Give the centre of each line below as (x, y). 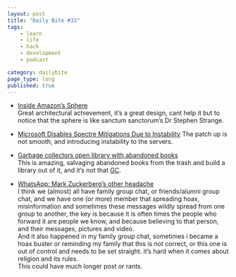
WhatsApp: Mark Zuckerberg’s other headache (86, 184)
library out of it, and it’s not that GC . (69, 171)
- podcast (35, 60)
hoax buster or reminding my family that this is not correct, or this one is (122, 244)
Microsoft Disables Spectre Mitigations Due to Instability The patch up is (122, 134)
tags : (15, 27)
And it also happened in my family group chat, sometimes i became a (118, 236)
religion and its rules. (48, 259)
